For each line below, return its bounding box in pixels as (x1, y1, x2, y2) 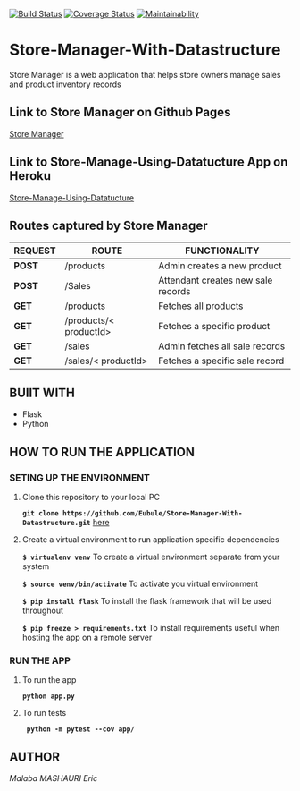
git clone (21, 508, 60, 518)
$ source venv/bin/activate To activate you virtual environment (21, 578, 259, 589)
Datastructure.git (21, 518, 91, 527)
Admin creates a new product (157, 259, 282, 272)
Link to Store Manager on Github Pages (9, 105, 231, 120)
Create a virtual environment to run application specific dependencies (21, 533, 279, 545)
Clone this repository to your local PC (21, 491, 161, 502)
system (21, 560, 50, 572)
